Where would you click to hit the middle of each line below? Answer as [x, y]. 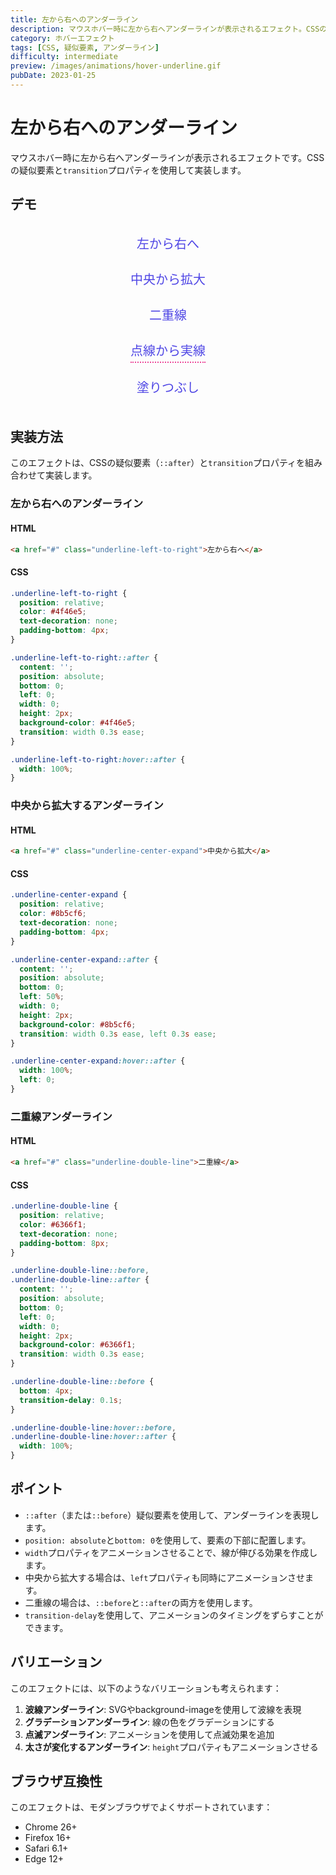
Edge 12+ [44, 1859]
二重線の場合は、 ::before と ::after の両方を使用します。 [141, 1602]
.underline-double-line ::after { [80, 1280]
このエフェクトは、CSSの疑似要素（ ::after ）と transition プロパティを [158, 463]
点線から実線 [168, 350]
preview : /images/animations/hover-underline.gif [116, 66]
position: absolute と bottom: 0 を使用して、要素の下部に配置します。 [168, 1540]
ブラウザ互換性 [56, 1781]
